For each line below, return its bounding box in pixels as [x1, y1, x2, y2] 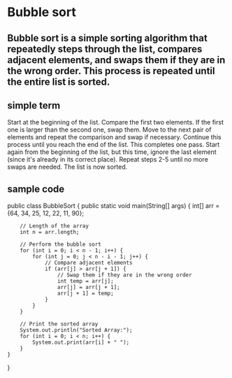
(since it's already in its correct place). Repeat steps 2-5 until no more [7, 155, 208, 164]
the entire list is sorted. [7, 76, 110, 87]
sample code [7, 183, 65, 195]
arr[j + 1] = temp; [57, 290, 114, 297]
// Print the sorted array [20, 321, 99, 328]
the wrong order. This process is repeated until [7, 64, 215, 77]
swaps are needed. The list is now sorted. [7, 162, 128, 171]
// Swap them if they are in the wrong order [57, 272, 192, 279]
